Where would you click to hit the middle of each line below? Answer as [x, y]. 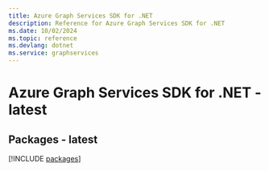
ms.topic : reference [43, 38]
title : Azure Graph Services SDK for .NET [81, 16]
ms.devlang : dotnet [41, 46]
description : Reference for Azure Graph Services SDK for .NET [117, 23]
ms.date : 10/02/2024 [43, 31]
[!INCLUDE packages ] [45, 159]
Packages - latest [53, 139]
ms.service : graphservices [54, 53]
